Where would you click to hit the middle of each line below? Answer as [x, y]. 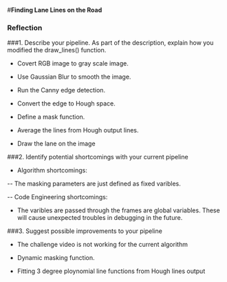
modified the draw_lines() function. [57, 50]
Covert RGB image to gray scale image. [73, 63]
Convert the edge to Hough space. [66, 103]
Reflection [25, 28]
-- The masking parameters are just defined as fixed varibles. [94, 184]
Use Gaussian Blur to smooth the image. [74, 77]
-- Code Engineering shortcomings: [57, 197]
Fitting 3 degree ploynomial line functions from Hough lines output [111, 271]
